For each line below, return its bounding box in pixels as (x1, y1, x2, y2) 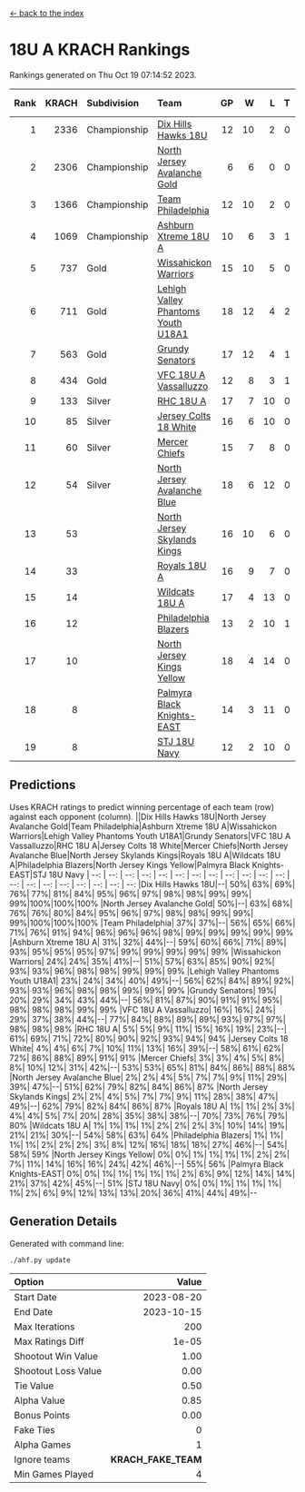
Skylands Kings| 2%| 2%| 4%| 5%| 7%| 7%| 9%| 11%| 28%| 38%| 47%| (9, 1091, 279, 1102)
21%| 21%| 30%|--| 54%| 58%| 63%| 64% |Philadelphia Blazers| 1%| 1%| (9, 1130, 284, 1141)
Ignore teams (14, 1453, 71, 1466)
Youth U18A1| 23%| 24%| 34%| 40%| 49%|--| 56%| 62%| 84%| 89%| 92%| (9, 975, 295, 986)
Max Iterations (14, 1320, 75, 1333)
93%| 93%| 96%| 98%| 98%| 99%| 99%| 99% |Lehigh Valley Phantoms (9, 965, 280, 976)
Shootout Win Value (14, 1349, 98, 1362)
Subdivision (86, 96, 139, 109)
